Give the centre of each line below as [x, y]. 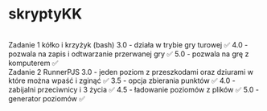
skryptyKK [45, 14]
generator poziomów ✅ [47, 98]
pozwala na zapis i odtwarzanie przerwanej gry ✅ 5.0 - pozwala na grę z [129, 54]
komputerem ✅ [33, 63]
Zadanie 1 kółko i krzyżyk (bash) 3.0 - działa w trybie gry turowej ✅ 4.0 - [128, 44]
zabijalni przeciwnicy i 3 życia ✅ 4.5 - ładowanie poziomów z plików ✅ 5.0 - [134, 89]
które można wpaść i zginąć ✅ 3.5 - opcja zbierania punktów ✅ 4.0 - [122, 80]
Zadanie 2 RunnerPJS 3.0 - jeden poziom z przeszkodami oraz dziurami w [131, 72]
